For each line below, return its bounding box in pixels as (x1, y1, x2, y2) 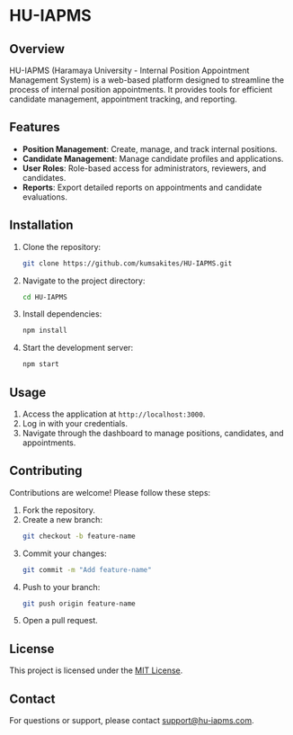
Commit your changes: (22, 548, 107, 559)
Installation (9, 218, 74, 233)
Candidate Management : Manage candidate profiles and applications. (22, 153, 284, 164)
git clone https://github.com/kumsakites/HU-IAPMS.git (22, 258, 233, 268)
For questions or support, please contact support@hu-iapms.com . (9, 715, 254, 725)
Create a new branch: (22, 514, 103, 524)
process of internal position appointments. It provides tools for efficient (9, 85, 272, 94)
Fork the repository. (22, 505, 96, 515)
